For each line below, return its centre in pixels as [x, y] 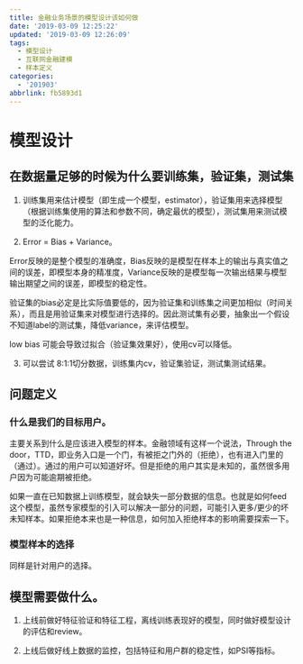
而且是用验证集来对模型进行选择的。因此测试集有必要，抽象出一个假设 [159, 314]
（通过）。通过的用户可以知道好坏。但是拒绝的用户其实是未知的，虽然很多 [146, 466]
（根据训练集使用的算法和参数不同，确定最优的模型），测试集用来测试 [151, 211]
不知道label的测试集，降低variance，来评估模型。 [101, 324]
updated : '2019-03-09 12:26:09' [70, 34]
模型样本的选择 [42, 544]
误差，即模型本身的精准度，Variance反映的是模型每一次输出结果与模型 [156, 272]
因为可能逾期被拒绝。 [56, 478]
